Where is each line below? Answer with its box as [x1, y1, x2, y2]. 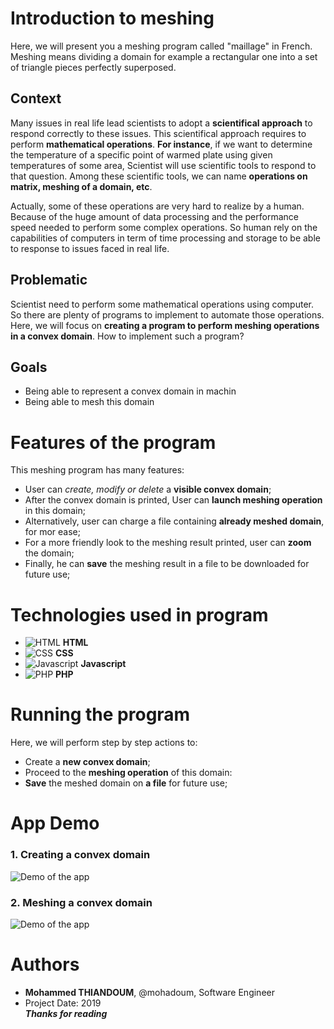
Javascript [80, 658, 127, 670]
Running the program [10, 703, 191, 726]
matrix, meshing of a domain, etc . [10, 180, 153, 192]
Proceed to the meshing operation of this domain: [24, 767, 233, 779]
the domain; [24, 547, 75, 559]
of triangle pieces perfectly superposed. [10, 61, 177, 73]
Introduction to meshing [10, 7, 215, 30]
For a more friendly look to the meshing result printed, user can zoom [24, 537, 312, 549]
